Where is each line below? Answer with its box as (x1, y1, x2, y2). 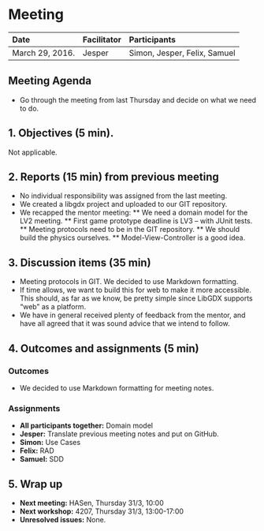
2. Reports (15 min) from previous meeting (8, 170, 219, 183)
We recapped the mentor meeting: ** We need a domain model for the (19, 208, 248, 218)
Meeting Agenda (8, 74, 92, 88)
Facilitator (82, 34, 122, 45)
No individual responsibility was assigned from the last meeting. (19, 191, 228, 200)
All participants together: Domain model (19, 421, 154, 431)
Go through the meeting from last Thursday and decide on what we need (19, 95, 257, 104)
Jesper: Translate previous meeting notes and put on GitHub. (19, 429, 219, 439)
